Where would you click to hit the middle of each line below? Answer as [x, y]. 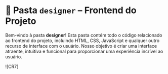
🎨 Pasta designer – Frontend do [71, 10]
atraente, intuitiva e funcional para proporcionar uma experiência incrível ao [84, 51]
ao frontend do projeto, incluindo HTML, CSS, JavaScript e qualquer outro [82, 41]
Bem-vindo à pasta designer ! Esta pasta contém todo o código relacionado [84, 35]
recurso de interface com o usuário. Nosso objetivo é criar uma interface [81, 46]
